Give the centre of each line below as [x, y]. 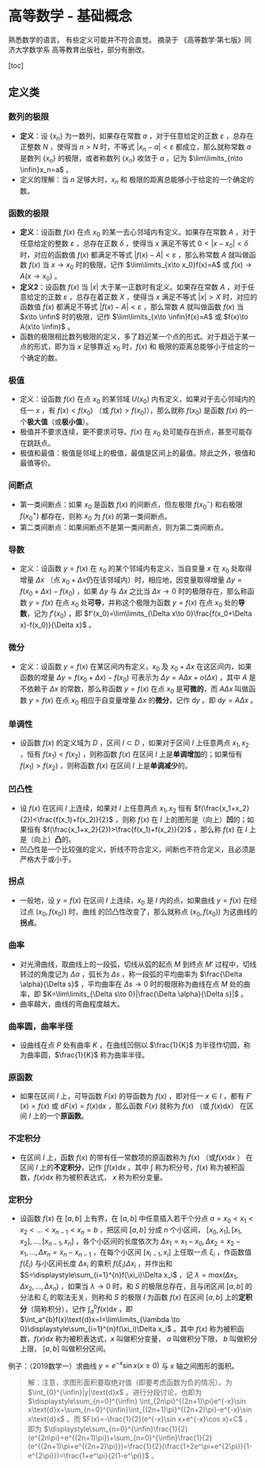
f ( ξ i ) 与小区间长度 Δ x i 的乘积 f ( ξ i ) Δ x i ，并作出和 [96, 1264]
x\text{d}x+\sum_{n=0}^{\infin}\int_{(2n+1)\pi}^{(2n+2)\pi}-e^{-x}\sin [140, 1410]
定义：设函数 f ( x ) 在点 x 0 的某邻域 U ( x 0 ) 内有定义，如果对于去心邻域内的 [137, 400]
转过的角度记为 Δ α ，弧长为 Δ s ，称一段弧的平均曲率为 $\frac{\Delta [131, 974]
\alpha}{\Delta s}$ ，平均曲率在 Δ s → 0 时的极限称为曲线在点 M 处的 [131, 984]
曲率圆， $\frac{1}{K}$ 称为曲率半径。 [88, 1055]
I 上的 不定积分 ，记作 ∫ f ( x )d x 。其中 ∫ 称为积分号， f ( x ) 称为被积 [136, 1167]
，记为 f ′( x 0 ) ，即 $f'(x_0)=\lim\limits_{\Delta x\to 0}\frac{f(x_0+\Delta [139, 615]
